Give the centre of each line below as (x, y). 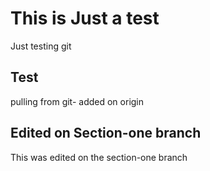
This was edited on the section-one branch (99, 157)
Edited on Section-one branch (106, 133)
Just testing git (41, 46)
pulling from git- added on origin (77, 101)
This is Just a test (85, 18)
